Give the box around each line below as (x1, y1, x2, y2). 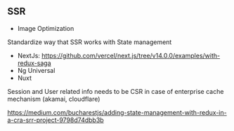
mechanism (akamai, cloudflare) (7, 95, 100, 103)
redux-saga (17, 59, 51, 67)
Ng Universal (17, 66, 56, 74)
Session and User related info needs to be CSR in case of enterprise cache (7, 87, 224, 95)
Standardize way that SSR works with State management (7, 38, 172, 46)
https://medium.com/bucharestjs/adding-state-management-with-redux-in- (7, 108, 227, 116)
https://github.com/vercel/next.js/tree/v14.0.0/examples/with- (41, 51, 221, 60)
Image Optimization (17, 24, 74, 32)
